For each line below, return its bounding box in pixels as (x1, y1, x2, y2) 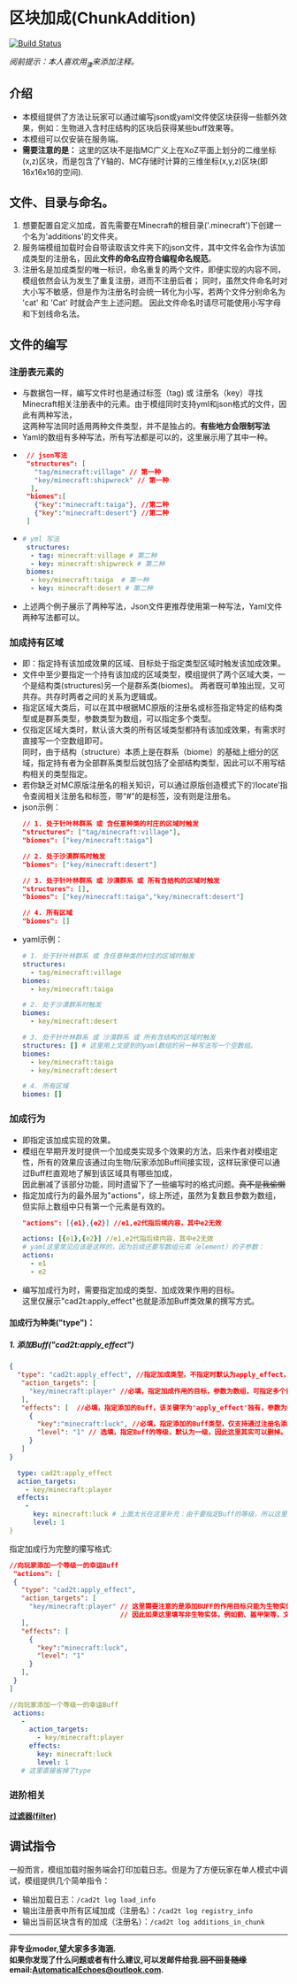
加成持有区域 (9, 636, 65, 649)
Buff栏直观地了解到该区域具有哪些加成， (29, 1167, 178, 1178)
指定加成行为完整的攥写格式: (9, 1543, 113, 1554)
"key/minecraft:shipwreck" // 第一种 (34, 475, 170, 485)
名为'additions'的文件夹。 (29, 231, 123, 242)
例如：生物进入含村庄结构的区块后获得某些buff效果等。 (37, 122, 239, 133)
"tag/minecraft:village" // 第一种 (34, 467, 162, 476)
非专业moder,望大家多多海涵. (9, 1943, 117, 1954)
